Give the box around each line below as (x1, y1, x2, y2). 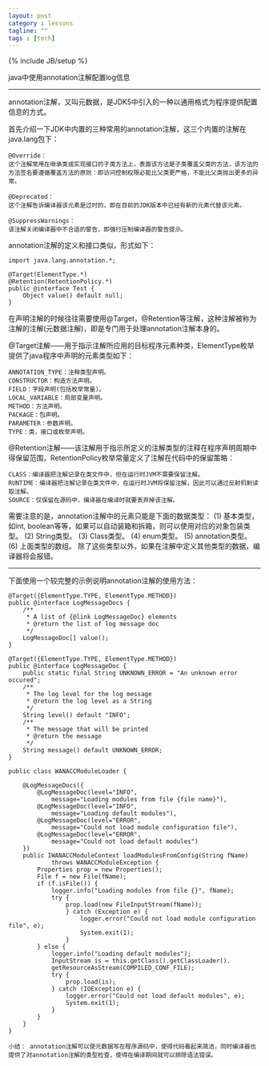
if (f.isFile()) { (37, 880, 98, 888)
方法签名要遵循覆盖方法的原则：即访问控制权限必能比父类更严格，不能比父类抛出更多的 (8, 169, 253, 177)
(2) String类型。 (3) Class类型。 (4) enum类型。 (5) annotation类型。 (23, 531, 252, 541)
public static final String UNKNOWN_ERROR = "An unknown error (22, 669, 239, 678)
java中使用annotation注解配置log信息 (8, 73, 130, 83)
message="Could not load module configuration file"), (50, 824, 239, 832)
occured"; (8, 676, 42, 684)
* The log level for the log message (26, 691, 152, 699)
